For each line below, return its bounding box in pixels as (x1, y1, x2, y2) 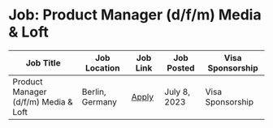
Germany (81, 96, 118, 107)
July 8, (164, 86, 191, 97)
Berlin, (81, 86, 107, 97)
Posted (167, 62, 195, 74)
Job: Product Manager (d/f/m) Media (8, 6, 262, 24)
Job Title (25, 57, 61, 68)
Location (84, 62, 120, 74)
